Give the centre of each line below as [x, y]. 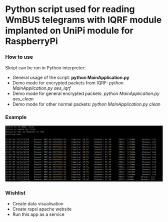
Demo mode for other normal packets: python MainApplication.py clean [86, 104]
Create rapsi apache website [42, 209]
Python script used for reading [70, 9]
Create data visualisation [38, 204]
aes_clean [23, 99]
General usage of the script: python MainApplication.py [71, 78]
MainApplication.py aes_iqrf [41, 88]
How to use [19, 57]
